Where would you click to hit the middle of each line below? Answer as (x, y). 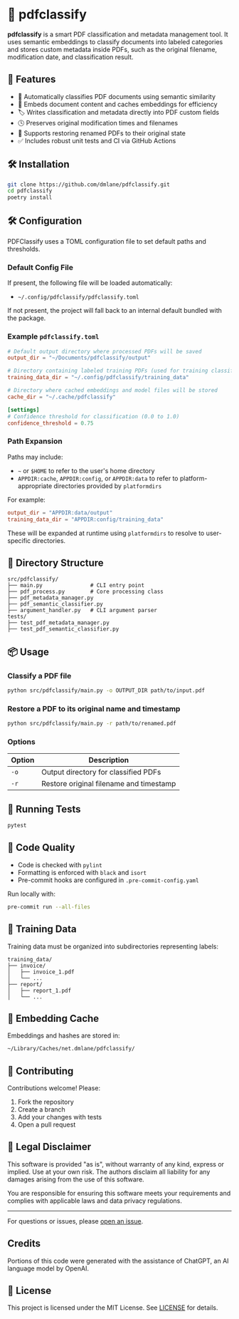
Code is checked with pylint (60, 864)
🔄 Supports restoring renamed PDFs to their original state (102, 133)
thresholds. (24, 249)
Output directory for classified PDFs (101, 772)
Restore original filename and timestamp (109, 784)
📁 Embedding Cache (53, 1018)
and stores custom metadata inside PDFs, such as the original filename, (112, 49)
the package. (27, 318)
